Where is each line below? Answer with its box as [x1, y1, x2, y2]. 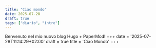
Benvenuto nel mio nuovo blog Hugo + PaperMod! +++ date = [5, 34, 130, 39]
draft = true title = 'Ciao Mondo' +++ [46, 39, 119, 45]
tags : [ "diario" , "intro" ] [5, 20, 60, 25]
